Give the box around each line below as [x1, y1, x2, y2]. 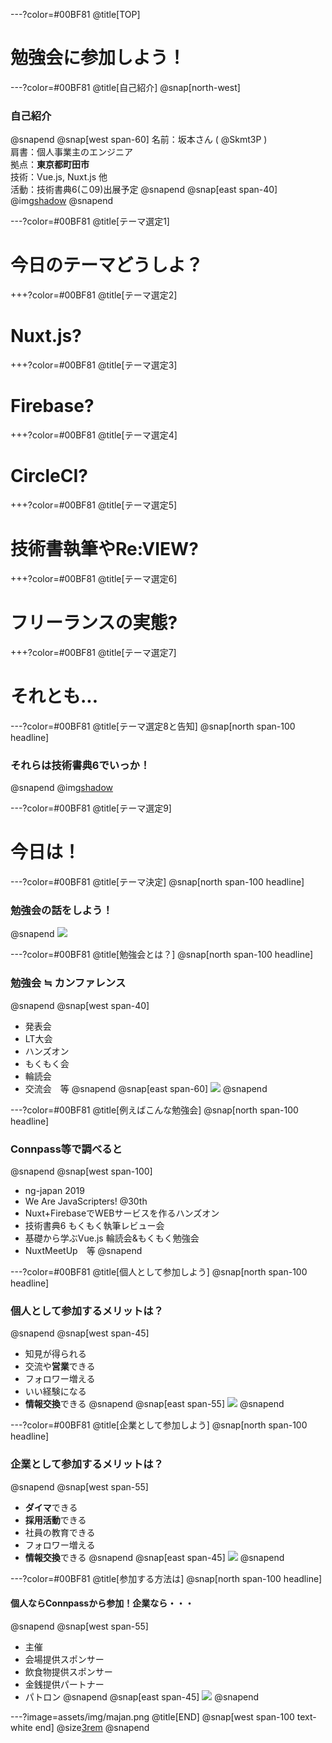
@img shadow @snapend [10, 195, 114, 207]
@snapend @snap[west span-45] [10, 1327, 150, 1339]
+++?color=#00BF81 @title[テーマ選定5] [10, 499, 178, 511]
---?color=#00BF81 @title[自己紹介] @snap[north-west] [10, 81, 241, 93]
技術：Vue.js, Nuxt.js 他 [10, 171, 108, 183]
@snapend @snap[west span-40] [10, 999, 150, 1011]
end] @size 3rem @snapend [34, 1721, 150, 1733]
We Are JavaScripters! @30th [24, 1195, 148, 1207]
